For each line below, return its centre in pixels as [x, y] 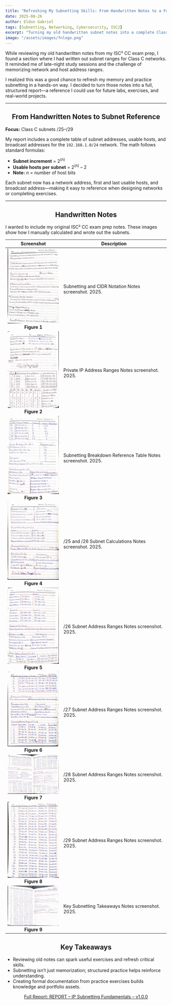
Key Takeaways [86, 947]
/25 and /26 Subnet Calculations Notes [104, 541]
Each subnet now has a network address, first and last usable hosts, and [82, 183]
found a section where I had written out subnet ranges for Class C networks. [86, 59]
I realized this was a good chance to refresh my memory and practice [79, 79]
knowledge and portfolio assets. [47, 987]
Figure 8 [33, 881]
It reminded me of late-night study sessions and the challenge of [73, 64]
